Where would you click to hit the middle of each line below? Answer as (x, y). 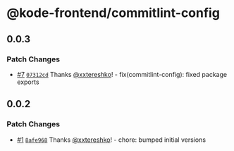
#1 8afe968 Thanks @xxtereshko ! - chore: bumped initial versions (111, 140)
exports (28, 82)
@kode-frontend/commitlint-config (113, 13)
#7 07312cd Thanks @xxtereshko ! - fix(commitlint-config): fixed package (122, 74)
